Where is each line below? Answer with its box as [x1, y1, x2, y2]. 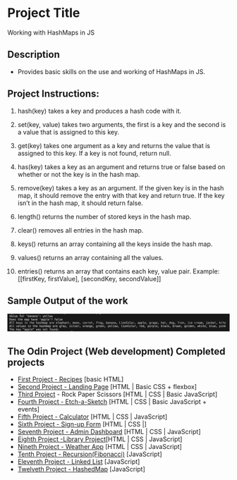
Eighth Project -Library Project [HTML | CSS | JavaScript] [17, 435, 183, 443]
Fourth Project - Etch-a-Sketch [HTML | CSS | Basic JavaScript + [17, 398, 207, 406]
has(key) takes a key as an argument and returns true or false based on [17, 162, 226, 171]
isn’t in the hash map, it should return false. [17, 199, 143, 207]
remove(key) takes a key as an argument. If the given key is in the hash [17, 183, 224, 192]
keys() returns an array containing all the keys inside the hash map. [17, 240, 213, 248]
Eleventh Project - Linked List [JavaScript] [17, 457, 140, 466]
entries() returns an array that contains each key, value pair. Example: [17, 266, 220, 276]
